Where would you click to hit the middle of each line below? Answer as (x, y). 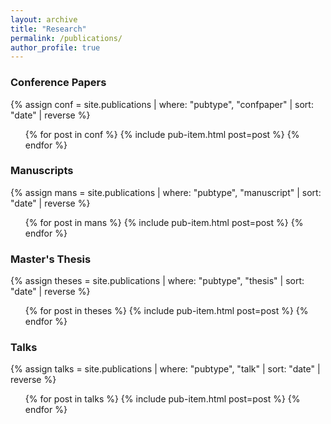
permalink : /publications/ (66, 38)
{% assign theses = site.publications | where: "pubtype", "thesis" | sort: (157, 281)
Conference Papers (58, 83)
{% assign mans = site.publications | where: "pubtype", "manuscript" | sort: (166, 192)
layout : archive (44, 19)
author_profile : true (55, 47)
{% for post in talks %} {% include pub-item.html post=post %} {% (162, 399)
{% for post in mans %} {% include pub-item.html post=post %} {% (164, 222)
